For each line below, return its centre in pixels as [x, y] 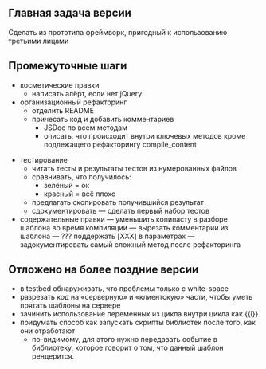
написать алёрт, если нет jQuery [87, 93]
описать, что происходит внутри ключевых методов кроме [145, 135]
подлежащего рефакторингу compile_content [120, 144]
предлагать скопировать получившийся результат [118, 202]
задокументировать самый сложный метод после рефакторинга [130, 244]
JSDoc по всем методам [86, 128]
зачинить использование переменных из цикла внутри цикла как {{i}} [139, 314]
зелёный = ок [66, 185]
